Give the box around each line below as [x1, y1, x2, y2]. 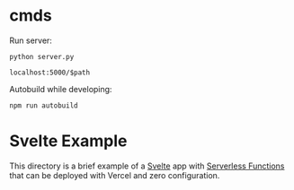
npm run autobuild [9, 100, 78, 110]
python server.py [9, 52, 75, 61]
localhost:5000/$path [9, 68, 91, 77]
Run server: [9, 35, 52, 46]
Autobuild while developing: [9, 83, 112, 94]
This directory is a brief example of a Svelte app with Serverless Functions [9, 160, 285, 171]
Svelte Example [9, 131, 128, 151]
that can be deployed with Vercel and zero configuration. [9, 169, 220, 180]
